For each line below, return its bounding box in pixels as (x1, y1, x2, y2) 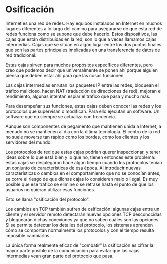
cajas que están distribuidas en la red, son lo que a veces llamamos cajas (5, 36, 157, 42)
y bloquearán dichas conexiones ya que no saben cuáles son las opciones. (5, 216, 160, 222)
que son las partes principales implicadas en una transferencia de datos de (5, 47, 160, 53)
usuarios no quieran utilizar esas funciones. (5, 186, 95, 192)
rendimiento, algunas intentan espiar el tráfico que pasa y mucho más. (5, 93, 151, 99)
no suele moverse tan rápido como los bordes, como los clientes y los (5, 134, 149, 140)
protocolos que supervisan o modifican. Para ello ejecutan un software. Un (5, 108, 160, 114)
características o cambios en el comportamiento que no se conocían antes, (5, 170, 161, 177)
